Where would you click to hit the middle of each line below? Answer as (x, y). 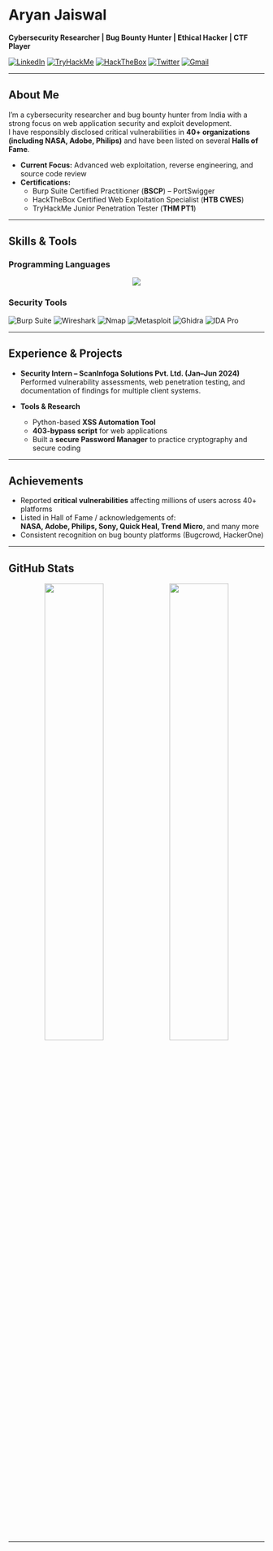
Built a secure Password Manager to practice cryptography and (140, 439)
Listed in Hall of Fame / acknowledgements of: (98, 518)
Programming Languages (60, 264)
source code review (53, 173)
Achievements (46, 481)
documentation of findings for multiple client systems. (110, 390)
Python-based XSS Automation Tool (94, 422)
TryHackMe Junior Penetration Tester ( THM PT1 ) (114, 208)
